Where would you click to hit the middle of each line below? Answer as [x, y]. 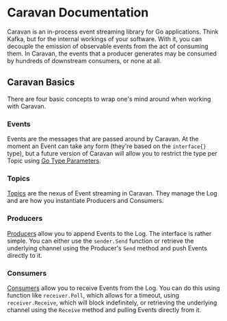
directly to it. [25, 255]
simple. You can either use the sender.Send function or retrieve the [101, 241]
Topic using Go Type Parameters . [54, 161]
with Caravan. [27, 106]
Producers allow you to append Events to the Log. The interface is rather [109, 233]
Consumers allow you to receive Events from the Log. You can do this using [113, 288]
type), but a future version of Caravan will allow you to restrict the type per [112, 154]
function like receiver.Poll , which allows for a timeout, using [93, 295]
